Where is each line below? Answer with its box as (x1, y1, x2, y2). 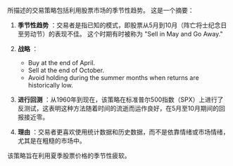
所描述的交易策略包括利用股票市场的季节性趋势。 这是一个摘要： (7, 6, 194, 14)
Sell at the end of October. (27, 66, 104, 74)
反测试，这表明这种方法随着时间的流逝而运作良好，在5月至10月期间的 (17, 104, 220, 112)
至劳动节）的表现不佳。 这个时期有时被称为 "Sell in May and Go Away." (17, 30, 223, 38)
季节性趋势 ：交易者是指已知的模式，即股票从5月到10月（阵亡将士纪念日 (17, 21, 227, 29)
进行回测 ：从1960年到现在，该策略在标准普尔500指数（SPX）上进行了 (17, 95, 224, 104)
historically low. (27, 81, 73, 89)
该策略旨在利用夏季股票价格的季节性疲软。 (7, 151, 131, 160)
